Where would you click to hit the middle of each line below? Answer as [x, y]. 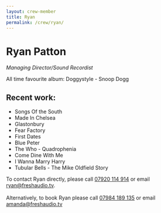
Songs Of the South [38, 111]
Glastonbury [30, 124]
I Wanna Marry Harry [40, 161]
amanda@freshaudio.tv [34, 204]
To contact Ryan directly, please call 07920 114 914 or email [78, 179]
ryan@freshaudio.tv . [31, 185]
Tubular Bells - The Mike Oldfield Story [61, 168]
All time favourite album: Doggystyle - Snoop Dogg [68, 79]
